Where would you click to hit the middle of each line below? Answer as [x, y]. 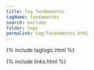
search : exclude [26, 22]
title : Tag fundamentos [35, 11]
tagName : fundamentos [33, 17]
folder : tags [22, 28]
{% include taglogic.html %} [40, 50]
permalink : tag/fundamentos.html [47, 34]
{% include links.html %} [36, 62]
